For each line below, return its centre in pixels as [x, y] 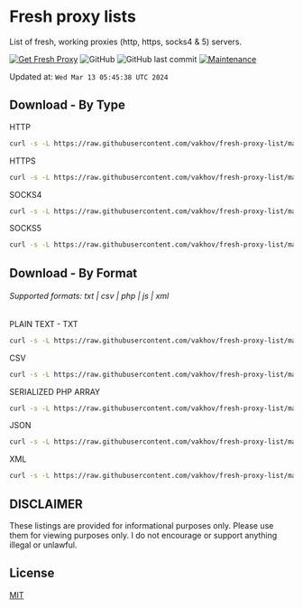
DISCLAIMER [46, 504]
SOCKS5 [26, 229]
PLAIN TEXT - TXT [44, 323]
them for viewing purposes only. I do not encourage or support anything [143, 536]
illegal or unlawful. [43, 545]
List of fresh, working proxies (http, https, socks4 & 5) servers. [126, 42]
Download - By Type [68, 105]
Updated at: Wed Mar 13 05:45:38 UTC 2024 [89, 76]
